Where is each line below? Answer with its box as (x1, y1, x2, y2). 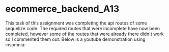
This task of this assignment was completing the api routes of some (5, 20, 148, 26)
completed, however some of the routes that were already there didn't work (5, 31, 164, 37)
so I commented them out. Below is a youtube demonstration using (5, 36, 146, 42)
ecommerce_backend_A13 (5, 3, 120, 15)
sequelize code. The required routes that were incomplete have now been (5, 25, 160, 31)
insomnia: (5, 41, 26, 47)
